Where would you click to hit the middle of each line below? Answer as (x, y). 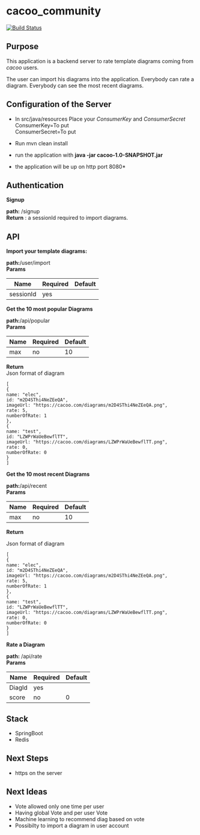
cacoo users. (23, 67)
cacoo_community (54, 11)
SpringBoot (29, 733)
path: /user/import (29, 263)
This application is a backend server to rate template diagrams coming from (100, 61)
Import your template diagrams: (47, 251)
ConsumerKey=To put (42, 125)
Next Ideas (27, 792)
